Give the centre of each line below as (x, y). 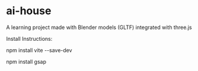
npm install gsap (26, 62)
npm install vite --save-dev (39, 50)
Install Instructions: (29, 38)
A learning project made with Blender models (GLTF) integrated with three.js (99, 27)
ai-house (29, 11)
